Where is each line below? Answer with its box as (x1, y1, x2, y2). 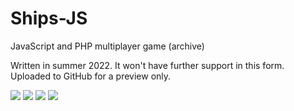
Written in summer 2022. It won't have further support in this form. (10, 59, 285, 71)
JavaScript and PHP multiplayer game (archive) (10, 40, 205, 52)
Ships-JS (10, 7, 88, 30)
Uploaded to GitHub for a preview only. (10, 70, 172, 82)
